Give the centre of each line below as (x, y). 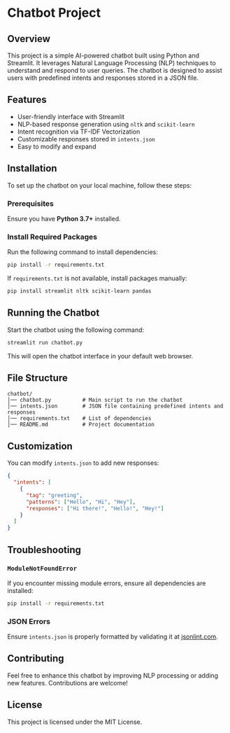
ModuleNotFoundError (42, 569)
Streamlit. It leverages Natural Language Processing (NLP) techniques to (112, 63)
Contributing (36, 658)
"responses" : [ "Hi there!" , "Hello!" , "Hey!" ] (95, 508)
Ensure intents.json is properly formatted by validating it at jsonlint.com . (113, 637)
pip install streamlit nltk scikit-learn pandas (79, 291)
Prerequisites (30, 203)
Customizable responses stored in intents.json (86, 139)
